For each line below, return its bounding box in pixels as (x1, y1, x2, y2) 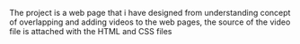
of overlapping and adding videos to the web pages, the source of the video (9, 17, 291, 27)
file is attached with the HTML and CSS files (9, 26, 172, 36)
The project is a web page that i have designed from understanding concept (9, 8, 291, 18)
